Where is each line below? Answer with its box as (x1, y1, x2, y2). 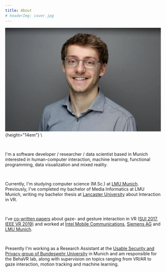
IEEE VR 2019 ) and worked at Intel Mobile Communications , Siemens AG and (5, 221, 161, 227)
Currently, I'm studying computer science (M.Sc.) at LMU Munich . (5, 181, 139, 187)
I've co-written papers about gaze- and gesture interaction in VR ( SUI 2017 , (5, 216, 158, 222)
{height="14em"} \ (5, 132, 42, 138)
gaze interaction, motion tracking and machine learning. (5, 261, 119, 267)
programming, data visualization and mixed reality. (5, 162, 108, 168)
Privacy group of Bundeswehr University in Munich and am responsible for (5, 251, 157, 257)
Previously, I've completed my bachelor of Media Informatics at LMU (5, 186, 145, 192)
